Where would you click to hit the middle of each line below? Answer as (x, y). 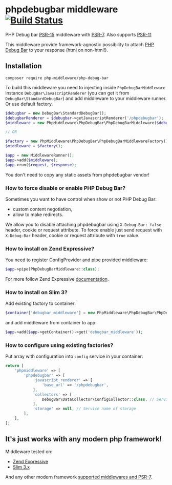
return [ (15, 366)
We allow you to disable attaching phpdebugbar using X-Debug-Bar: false (83, 224)
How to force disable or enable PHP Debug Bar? (66, 188)
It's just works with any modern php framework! (84, 439)
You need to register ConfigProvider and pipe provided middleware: (77, 260)
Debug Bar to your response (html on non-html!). (57, 50)
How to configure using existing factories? (59, 345)
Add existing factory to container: (40, 303)
